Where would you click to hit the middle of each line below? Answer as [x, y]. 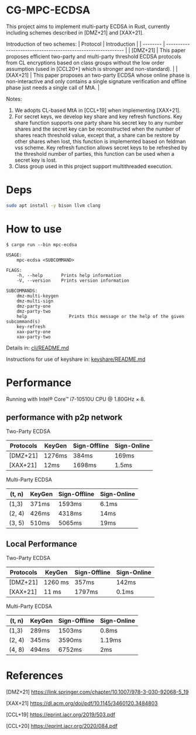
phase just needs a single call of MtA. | [53, 87]
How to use [34, 229]
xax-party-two [34, 337]
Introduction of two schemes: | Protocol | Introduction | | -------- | [85, 44]
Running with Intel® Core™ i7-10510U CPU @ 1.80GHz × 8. [76, 399]
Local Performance [42, 544]
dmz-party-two [34, 311]
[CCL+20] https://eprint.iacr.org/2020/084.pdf [62, 726]
